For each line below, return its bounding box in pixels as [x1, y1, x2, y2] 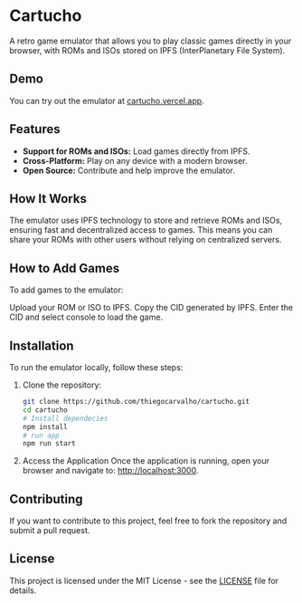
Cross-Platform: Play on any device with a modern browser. [22, 155, 248, 166]
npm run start [22, 439, 76, 448]
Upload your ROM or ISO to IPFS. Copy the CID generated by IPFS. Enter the [9, 302, 294, 313]
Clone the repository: [22, 379, 102, 390]
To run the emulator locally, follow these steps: [9, 362, 184, 372]
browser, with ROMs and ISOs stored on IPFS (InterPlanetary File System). [9, 44, 286, 55]
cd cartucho [22, 405, 68, 415]
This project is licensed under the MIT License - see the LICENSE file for [9, 575, 278, 586]
